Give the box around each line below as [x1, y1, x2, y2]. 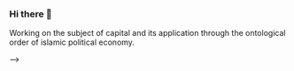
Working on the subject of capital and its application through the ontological [9, 28, 286, 39]
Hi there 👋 [9, 8, 53, 20]
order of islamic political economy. [9, 37, 135, 47]
